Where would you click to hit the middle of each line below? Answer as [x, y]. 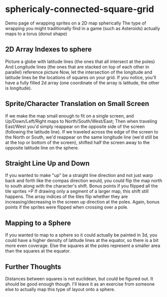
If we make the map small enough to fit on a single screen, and [70, 115]
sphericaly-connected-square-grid [80, 9]
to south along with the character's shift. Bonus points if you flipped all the [82, 186]
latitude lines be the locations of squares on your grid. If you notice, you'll [81, 77]
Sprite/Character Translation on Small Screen [77, 104]
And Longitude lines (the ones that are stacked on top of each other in [77, 66]
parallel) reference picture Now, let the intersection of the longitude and [79, 72]
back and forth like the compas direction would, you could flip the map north [84, 180]
